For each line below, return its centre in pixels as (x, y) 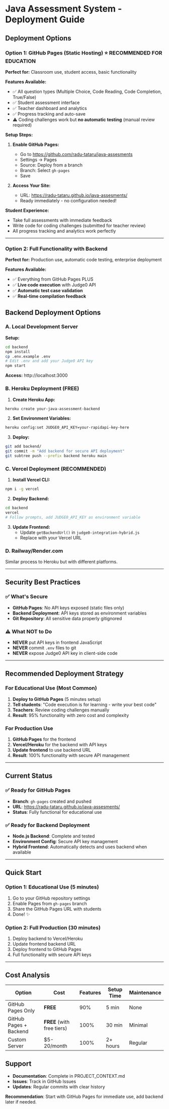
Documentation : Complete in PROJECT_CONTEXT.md (69, 1076)
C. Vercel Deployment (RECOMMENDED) (56, 469)
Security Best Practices (43, 583)
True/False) (24, 97)
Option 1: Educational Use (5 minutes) (52, 887)
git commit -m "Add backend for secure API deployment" (65, 451)
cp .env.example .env (28, 356)
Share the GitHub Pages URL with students (57, 909)
